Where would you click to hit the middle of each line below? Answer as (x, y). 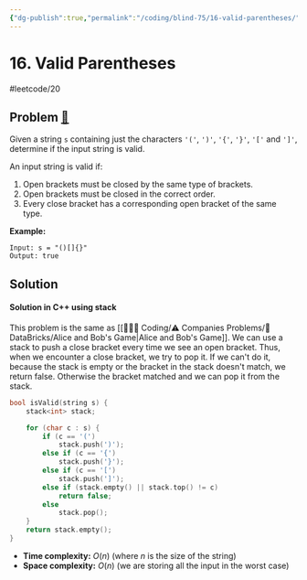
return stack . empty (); (69, 530)
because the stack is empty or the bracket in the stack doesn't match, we (148, 366)
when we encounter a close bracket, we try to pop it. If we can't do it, (140, 357)
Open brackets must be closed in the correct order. (119, 194)
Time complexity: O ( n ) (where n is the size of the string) (129, 555)
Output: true (34, 256)
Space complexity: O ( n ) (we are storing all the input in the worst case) (156, 565)
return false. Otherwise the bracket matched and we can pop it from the (145, 376)
